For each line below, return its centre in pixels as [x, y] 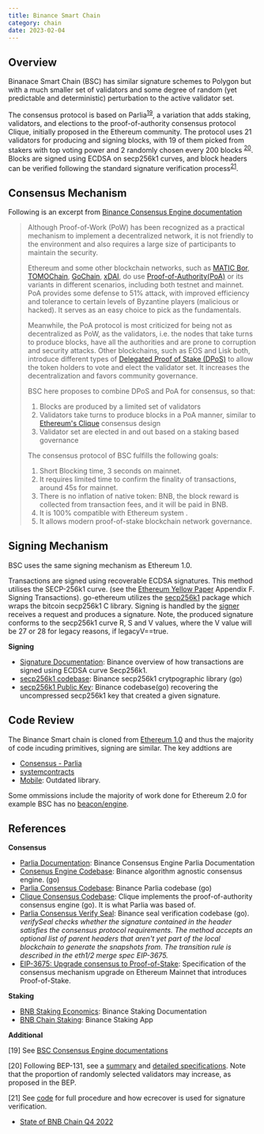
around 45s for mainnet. [79, 487]
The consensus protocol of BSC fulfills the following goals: [123, 455]
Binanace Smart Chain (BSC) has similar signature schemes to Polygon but [130, 82]
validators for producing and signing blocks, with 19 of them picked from [126, 140]
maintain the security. [63, 252]
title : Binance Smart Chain [55, 15]
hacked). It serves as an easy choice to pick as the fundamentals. [134, 310]
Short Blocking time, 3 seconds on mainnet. [110, 470]
